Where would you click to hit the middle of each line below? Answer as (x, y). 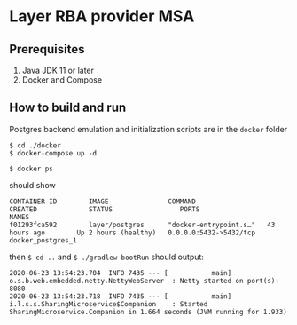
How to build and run (68, 108)
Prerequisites (47, 49)
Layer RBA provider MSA (102, 16)
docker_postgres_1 (43, 240)
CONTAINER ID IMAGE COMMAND (103, 202)
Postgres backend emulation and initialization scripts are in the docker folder (148, 129)
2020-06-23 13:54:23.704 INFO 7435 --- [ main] (121, 273)
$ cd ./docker (35, 145)
